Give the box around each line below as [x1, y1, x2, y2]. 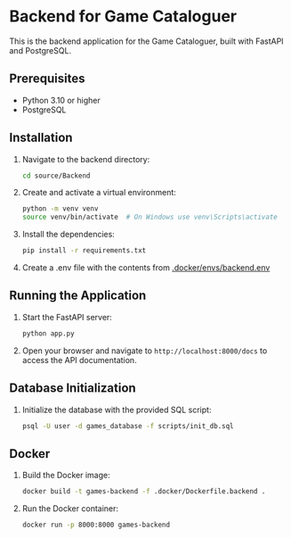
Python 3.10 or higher [21, 95, 101, 105]
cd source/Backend [21, 171, 91, 180]
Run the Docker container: [21, 503, 118, 514]
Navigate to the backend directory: [21, 153, 150, 164]
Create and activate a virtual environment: [21, 187, 176, 198]
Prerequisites [9, 71, 85, 87]
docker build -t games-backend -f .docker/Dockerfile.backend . [21, 487, 266, 496]
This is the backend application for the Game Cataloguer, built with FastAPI [9, 36, 284, 46]
